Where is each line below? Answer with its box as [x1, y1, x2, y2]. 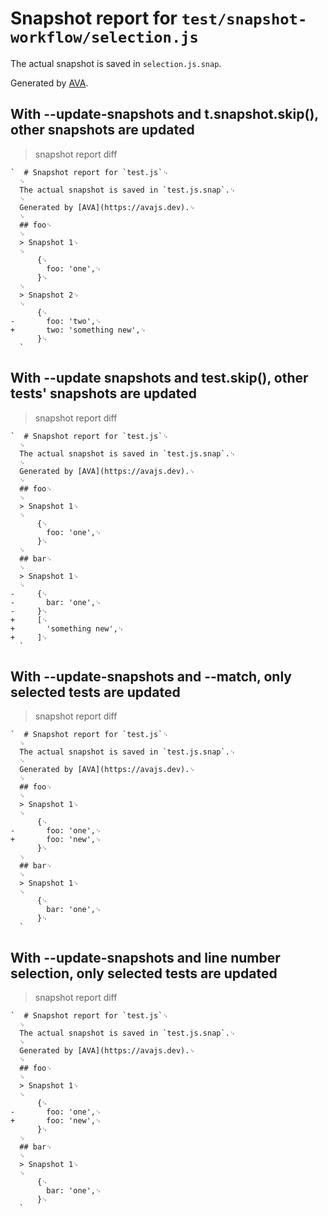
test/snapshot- [181, 10, 308, 29]
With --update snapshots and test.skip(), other [10, 370, 309, 387]
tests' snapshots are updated [10, 385, 197, 402]
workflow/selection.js [10, 28, 199, 47]
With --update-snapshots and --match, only [10, 668, 292, 685]
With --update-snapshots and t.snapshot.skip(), [10, 106, 319, 123]
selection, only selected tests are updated [10, 965, 278, 982]
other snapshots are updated [10, 122, 195, 139]
